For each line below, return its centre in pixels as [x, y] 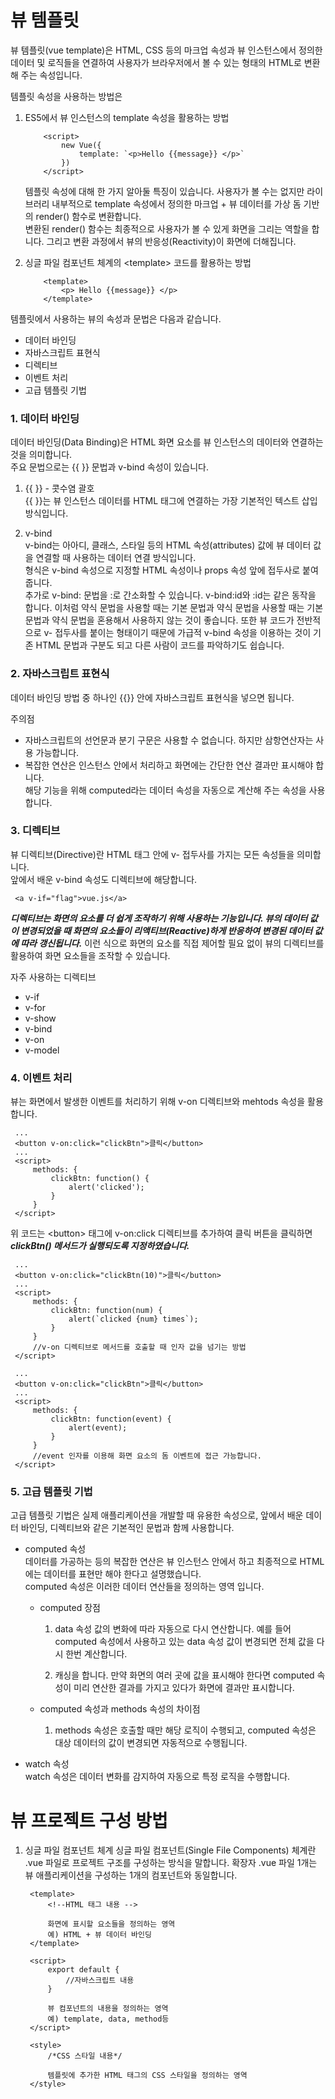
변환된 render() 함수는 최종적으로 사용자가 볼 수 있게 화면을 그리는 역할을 [167, 228]
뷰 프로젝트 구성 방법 [89, 1820]
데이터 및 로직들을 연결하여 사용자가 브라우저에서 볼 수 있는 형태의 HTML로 [156, 62]
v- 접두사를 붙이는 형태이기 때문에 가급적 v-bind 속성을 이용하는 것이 [177, 633]
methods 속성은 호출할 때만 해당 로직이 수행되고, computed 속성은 [185, 1730]
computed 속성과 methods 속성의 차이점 [120, 1709]
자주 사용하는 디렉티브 [53, 977]
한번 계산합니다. [96, 1654]
